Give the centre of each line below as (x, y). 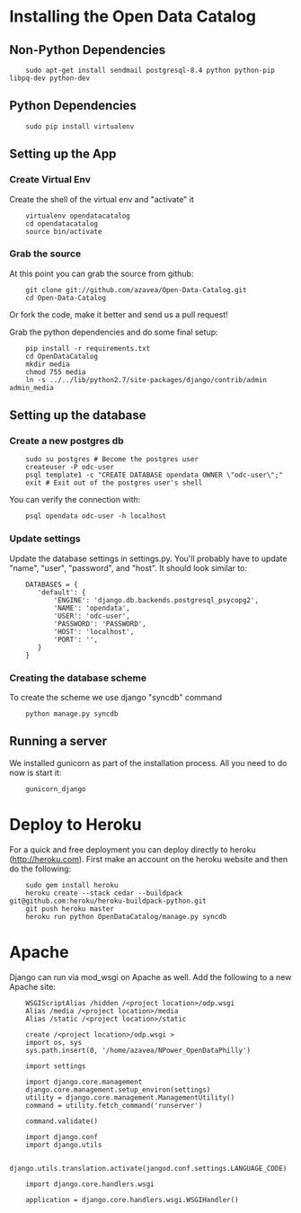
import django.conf (62, 1137)
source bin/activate (64, 231)
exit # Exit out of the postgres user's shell (114, 483)
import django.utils (64, 1145)
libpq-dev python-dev (50, 78)
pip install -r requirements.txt (88, 348)
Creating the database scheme (78, 678)
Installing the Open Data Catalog (133, 17)
